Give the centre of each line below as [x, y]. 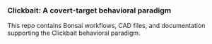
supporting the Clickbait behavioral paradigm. [74, 33]
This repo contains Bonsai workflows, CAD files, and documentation [106, 26]
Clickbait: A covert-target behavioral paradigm [89, 10]
